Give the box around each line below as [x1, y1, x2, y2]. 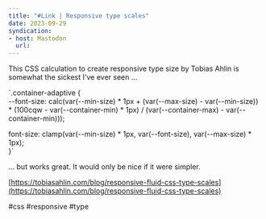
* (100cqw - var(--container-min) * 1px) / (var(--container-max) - [8, 105, 224, 115]
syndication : [8, 27, 52, 35]
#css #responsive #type [8, 202, 89, 212]
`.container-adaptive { [8, 88, 81, 97]
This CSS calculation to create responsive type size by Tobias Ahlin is [8, 64, 239, 73]
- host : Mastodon [8, 34, 67, 43]
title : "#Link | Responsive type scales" [8, 11, 150, 20]
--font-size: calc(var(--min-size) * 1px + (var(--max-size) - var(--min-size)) [8, 97, 259, 106]
